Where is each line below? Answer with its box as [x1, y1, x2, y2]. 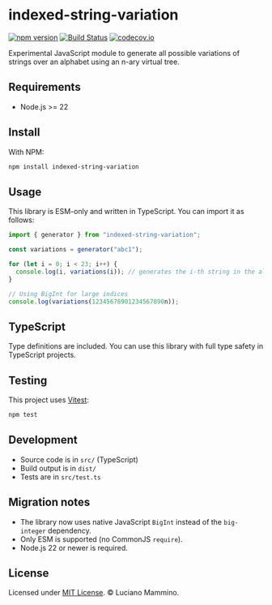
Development [8, 433, 79, 447]
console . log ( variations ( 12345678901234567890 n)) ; [8, 298, 180, 306]
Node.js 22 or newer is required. [19, 543, 128, 552]
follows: [8, 215, 35, 225]
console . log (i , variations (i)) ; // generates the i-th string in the [15, 268, 255, 276]
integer [19, 527, 46, 535]
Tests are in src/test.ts [19, 472, 101, 482]
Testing [8, 373, 48, 387]
